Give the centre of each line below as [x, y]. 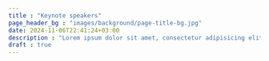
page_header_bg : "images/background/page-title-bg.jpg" [105, 23]
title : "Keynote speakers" [55, 15]
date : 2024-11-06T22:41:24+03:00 [64, 30]
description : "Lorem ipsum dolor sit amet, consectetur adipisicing [127, 38]
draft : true [30, 45]
